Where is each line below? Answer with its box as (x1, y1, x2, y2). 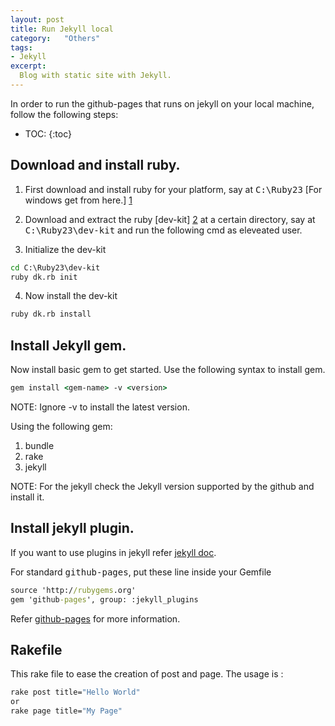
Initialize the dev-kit (24, 243, 107, 255)
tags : (10, 42, 33, 53)
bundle (24, 440, 55, 451)
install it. (10, 491, 45, 503)
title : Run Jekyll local (10, 24, 114, 34)
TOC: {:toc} (24, 127, 72, 140)
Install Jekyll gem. (10, 337, 127, 354)
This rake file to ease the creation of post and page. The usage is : (10, 668, 284, 680)
